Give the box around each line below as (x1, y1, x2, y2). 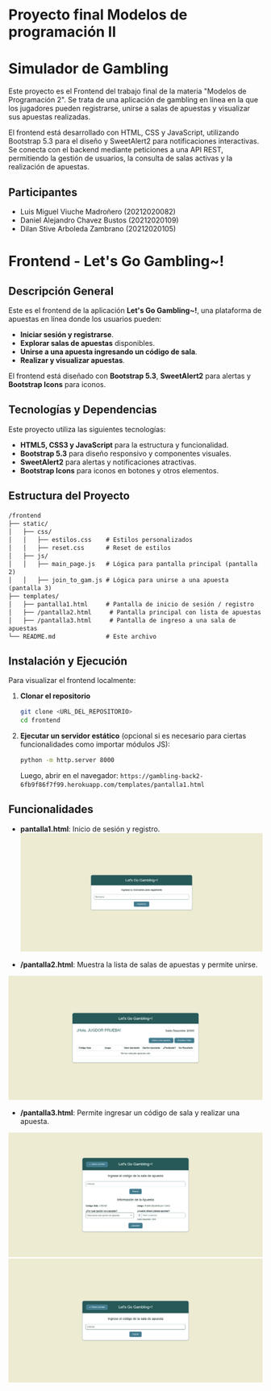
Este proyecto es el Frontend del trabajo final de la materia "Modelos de (8, 86, 247, 96)
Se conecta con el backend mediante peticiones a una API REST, (8, 145, 224, 155)
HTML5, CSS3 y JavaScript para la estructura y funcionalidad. (19, 439, 229, 449)
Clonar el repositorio (19, 691, 91, 701)
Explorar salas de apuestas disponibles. (19, 338, 156, 348)
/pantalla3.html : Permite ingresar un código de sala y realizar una (19, 1108, 240, 1118)
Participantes (8, 185, 78, 199)
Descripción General (8, 284, 115, 298)
